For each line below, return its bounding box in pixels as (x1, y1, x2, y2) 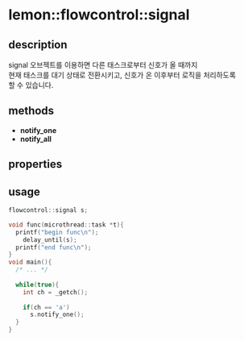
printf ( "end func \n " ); (15, 243, 92, 252)
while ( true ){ (15, 281, 60, 289)
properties (8, 157, 63, 171)
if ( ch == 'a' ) (23, 303, 70, 311)
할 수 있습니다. (8, 81, 54, 89)
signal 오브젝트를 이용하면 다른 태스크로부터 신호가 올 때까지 (8, 60, 198, 69)
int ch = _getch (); (23, 288, 89, 296)
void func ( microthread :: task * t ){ (8, 220, 125, 229)
